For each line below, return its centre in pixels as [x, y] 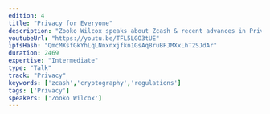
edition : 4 [27, 16]
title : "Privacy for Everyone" [61, 23]
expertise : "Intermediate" [53, 61]
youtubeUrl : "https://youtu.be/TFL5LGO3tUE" [84, 38]
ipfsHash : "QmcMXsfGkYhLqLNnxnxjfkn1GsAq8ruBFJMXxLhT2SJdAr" [113, 46]
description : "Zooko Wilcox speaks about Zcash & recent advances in [127, 31]
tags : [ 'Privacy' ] [39, 90]
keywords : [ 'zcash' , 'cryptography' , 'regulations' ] [95, 83]
